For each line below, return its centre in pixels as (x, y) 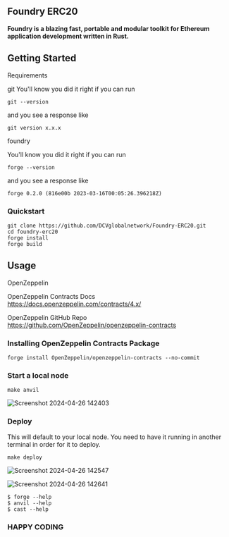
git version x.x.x (34, 128)
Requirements (27, 75)
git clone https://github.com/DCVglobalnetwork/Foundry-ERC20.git (107, 226)
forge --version (31, 167)
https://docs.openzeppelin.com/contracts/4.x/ (74, 304)
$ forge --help (30, 497)
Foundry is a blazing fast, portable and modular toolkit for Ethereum (109, 28)
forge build (25, 244)
